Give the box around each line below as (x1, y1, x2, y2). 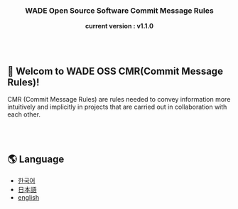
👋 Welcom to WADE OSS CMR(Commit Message (7, 65, 224, 77)
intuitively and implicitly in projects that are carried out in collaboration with (7, 102, 227, 112)
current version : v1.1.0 (85, 22, 154, 31)
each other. (7, 110, 41, 119)
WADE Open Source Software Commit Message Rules (24, 6, 215, 16)
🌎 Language (7, 153, 65, 165)
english (17, 193, 40, 201)
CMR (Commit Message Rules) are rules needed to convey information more (7, 95, 231, 104)
